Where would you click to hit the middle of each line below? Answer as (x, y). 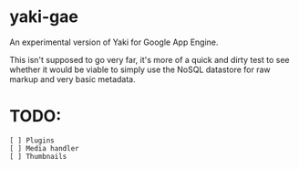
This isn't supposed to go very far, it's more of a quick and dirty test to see (149, 59)
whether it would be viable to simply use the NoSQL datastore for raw (140, 69)
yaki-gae (44, 17)
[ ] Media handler (44, 148)
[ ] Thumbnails (38, 156)
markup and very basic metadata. (72, 79)
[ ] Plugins (32, 140)
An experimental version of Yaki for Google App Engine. (114, 42)
